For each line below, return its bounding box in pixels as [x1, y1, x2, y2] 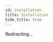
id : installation [5, 7, 42, 13]
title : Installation [5, 12, 49, 17]
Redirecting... [5, 31, 33, 37]
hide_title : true [5, 17, 42, 22]
